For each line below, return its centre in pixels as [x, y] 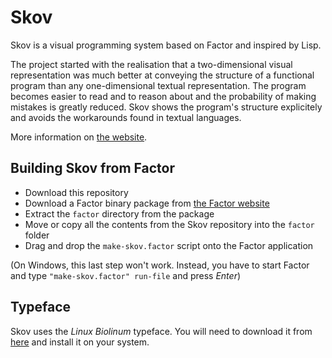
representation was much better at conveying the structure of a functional [162, 75]
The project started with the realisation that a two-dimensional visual [151, 64]
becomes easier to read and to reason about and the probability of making [163, 96]
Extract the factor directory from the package [119, 213]
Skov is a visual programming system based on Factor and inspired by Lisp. [166, 45]
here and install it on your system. [80, 342]
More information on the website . [79, 137]
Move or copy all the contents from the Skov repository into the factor [169, 224]
